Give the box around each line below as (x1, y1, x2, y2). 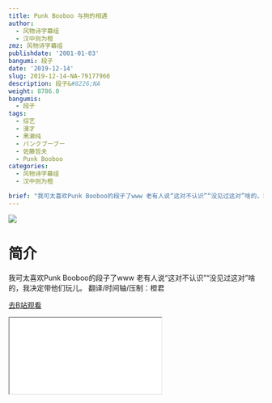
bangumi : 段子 (8, 57, 54, 66)
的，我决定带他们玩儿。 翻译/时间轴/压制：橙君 (8, 282, 165, 292)
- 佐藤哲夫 (15, 147, 48, 155)
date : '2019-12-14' (8, 65, 74, 73)
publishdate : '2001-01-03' (8, 49, 100, 57)
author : (8, 19, 35, 28)
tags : (8, 110, 27, 118)
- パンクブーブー (15, 139, 66, 148)
